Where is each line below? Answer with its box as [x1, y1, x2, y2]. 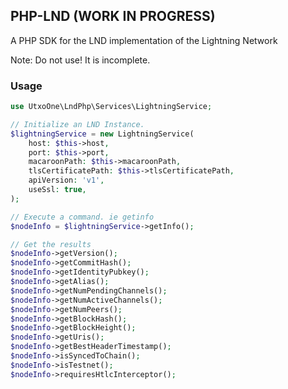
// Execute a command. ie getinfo [10, 212, 155, 222]
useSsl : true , [28, 185, 87, 195]
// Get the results [10, 239, 92, 249]
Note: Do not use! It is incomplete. [10, 54, 151, 66]
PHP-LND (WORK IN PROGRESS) [10, 8, 216, 25]
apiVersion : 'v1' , [28, 175, 105, 186]
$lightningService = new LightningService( [10, 129, 195, 139]
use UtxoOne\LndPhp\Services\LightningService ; [10, 102, 213, 112]
